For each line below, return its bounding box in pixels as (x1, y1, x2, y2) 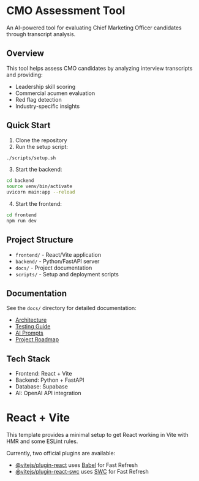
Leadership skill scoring (15, 83, 76, 90)
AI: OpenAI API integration (15, 390, 81, 397)
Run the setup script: (15, 143, 69, 150)
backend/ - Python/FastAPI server (15, 257, 100, 265)
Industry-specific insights (15, 102, 80, 110)
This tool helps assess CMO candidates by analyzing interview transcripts (6, 64, 193, 72)
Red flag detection (15, 96, 62, 103)
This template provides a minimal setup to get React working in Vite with (6, 431, 189, 439)
